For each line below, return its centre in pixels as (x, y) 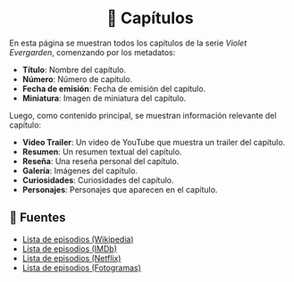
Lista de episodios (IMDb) (70, 248)
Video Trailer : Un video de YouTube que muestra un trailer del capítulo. (154, 142)
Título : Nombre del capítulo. (74, 70)
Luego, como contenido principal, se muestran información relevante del (143, 115)
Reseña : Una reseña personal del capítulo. (101, 161)
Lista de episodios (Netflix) (71, 258)
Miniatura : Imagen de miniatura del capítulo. (104, 98)
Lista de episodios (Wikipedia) (78, 239)
